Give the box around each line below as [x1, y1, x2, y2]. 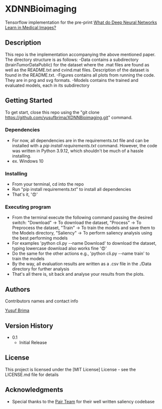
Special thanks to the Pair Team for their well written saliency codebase [12, 398, 155, 404]
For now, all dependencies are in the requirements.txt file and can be [12, 137, 149, 143]
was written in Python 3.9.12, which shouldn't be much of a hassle [12, 148, 144, 154]
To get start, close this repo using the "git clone [5, 109, 100, 115]
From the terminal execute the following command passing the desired [12, 215, 153, 220]
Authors [5, 285, 30, 294]
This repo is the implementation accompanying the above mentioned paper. [5, 51, 156, 57]
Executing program [5, 204, 51, 210]
